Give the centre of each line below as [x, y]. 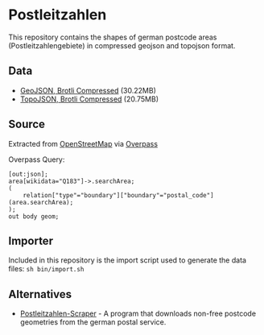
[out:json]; [28, 174]
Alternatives [40, 294]
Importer [31, 240]
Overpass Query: [37, 159]
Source [27, 124]
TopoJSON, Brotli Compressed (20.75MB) [89, 99]
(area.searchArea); [41, 202]
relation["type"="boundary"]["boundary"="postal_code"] [119, 195]
